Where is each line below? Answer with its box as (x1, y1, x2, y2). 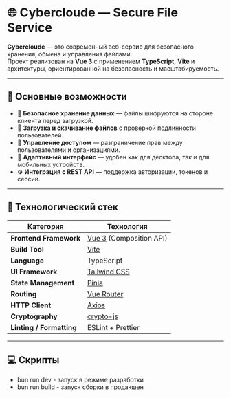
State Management (10, 278, 75, 287)
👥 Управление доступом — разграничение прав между (16, 138, 184, 146)
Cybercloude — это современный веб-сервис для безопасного (7, 43, 195, 51)
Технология (107, 221, 148, 231)
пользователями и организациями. (16, 146, 120, 154)
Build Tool (10, 244, 44, 254)
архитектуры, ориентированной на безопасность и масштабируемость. (7, 64, 219, 73)
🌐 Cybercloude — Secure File (7, 5, 179, 21)
